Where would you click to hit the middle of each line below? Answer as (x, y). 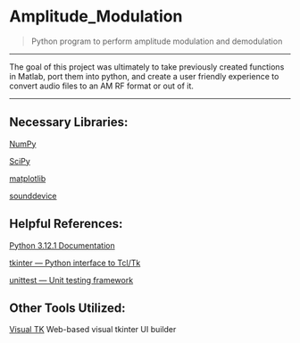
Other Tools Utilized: (68, 308)
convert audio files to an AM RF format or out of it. (102, 86)
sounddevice (33, 196)
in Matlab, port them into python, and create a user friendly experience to (144, 76)
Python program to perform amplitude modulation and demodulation (157, 41)
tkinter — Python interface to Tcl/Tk (75, 263)
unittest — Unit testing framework (71, 280)
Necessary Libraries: (69, 122)
